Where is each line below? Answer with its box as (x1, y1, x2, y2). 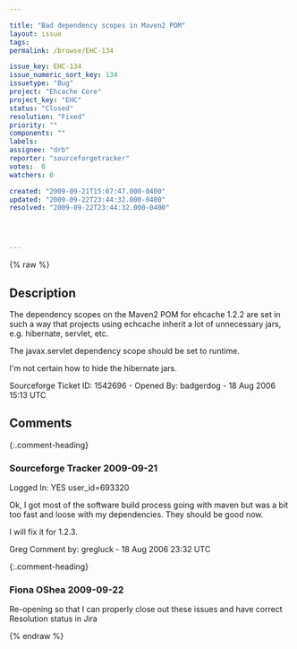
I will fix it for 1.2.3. (9, 526, 78, 538)
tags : (9, 38, 30, 47)
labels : (9, 137, 38, 146)
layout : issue (9, 29, 63, 39)
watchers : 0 (9, 170, 54, 179)
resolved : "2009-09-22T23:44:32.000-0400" (9, 203, 170, 212)
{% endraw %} (9, 631, 64, 642)
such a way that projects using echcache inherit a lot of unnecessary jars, (9, 318, 282, 329)
